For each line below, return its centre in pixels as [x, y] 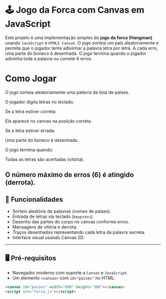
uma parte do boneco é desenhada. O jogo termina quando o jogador [76, 53]
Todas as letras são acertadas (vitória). [45, 159]
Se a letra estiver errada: [30, 130]
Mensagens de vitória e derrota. [45, 227]
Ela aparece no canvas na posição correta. [49, 121]
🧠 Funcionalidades [34, 199]
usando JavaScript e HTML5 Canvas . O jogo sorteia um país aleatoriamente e [82, 43]
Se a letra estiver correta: [31, 111]
